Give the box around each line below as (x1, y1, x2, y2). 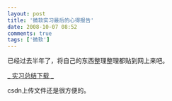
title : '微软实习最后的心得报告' (7, 17, 94, 24)
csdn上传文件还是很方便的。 (7, 86, 91, 95)
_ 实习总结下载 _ (7, 72, 55, 80)
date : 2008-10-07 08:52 (7, 23, 78, 30)
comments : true (7, 29, 52, 37)
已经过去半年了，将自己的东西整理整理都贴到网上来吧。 (7, 57, 168, 65)
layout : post (7, 10, 46, 18)
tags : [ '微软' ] (7, 36, 50, 43)
